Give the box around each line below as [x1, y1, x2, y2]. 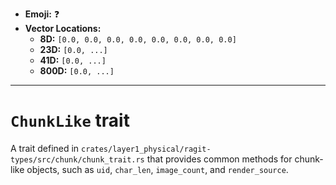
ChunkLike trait [10, 109, 130, 132]
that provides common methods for [146, 153, 293, 165]
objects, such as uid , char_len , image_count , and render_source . [26, 163, 289, 175]
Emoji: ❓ [24, 8, 60, 20]
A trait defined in [10, 142, 80, 154]
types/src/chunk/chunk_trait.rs [10, 154, 145, 165]
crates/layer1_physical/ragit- [81, 144, 212, 154]
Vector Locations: [24, 23, 102, 34]
